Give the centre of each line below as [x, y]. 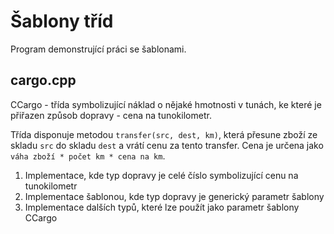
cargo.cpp [43, 80]
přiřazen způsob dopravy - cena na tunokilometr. [111, 115]
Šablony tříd [62, 21]
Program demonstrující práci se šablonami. [98, 49]
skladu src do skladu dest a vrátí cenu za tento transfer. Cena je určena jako [167, 145]
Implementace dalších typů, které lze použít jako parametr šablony [162, 207]
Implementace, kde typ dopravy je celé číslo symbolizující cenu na [161, 175]
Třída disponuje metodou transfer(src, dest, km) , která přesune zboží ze [164, 134]
